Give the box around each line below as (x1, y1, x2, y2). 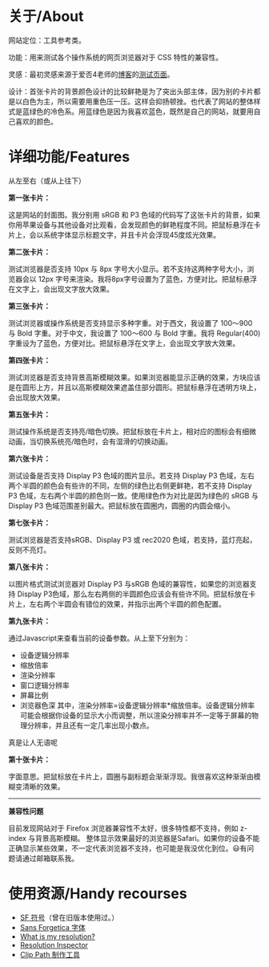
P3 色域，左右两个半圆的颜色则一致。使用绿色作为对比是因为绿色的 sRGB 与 (8, 490, 259, 500)
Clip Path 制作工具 (19, 949, 80, 959)
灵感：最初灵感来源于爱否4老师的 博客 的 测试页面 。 (8, 69, 175, 79)
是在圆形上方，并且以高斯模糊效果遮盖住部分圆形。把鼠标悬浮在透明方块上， (8, 382, 261, 392)
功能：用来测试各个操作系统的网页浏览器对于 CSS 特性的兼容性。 (8, 52, 223, 62)
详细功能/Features (8, 148, 130, 166)
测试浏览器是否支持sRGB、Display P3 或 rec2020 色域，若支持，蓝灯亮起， (8, 534, 257, 544)
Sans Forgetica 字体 (19, 922, 86, 932)
